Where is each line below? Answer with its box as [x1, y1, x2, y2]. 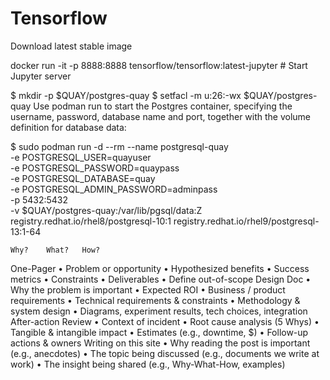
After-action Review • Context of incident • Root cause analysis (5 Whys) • [10, 315, 320, 327]
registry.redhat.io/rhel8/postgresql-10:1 [10, 215, 172, 227]
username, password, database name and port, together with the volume [10, 110, 312, 122]
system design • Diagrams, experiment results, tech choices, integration [10, 305, 308, 317]
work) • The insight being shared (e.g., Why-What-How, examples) [10, 358, 286, 370]
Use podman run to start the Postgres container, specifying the [33, 100, 293, 112]
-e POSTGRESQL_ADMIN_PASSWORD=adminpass [10, 183, 218, 195]
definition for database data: [10, 121, 127, 133]
